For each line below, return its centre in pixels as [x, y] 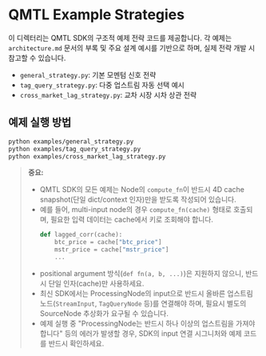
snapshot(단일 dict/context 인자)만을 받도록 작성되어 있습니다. [138, 200]
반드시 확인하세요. [76, 343]
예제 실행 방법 [40, 123]
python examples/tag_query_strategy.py [75, 149]
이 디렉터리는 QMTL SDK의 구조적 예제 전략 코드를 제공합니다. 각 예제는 [120, 38]
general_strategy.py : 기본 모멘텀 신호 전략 [88, 74]
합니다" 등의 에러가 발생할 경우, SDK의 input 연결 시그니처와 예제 [141, 333]
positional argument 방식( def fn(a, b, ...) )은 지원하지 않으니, [141, 273]
